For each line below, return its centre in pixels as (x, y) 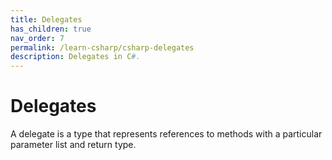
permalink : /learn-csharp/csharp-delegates (102, 47)
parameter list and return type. (73, 145)
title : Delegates (46, 19)
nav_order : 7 (37, 38)
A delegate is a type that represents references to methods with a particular (166, 134)
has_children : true (51, 29)
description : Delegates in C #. (75, 57)
